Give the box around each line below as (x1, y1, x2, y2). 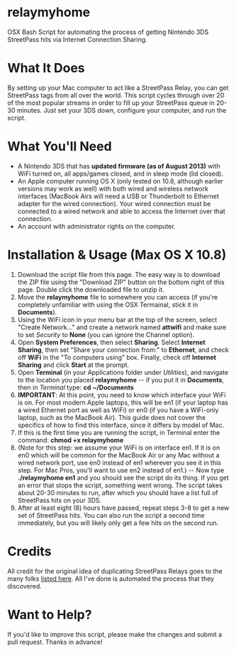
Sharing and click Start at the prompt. (17, 360, 130, 369)
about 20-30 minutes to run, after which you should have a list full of (17, 488, 218, 496)
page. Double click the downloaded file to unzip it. (17, 285, 164, 294)
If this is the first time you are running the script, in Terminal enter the (17, 428, 220, 436)
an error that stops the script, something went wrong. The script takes (17, 481, 223, 489)
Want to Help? (7, 606, 92, 623)
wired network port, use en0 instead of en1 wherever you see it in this (17, 458, 222, 467)
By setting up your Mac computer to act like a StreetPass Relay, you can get (7, 83, 229, 92)
